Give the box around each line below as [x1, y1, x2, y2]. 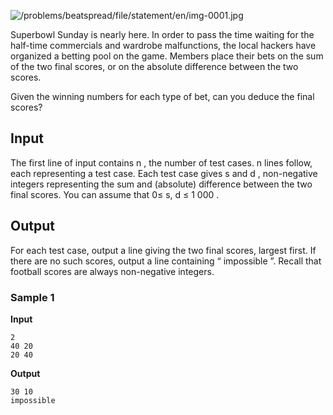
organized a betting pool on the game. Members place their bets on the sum [10, 50, 324, 62]
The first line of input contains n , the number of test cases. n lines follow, [10, 156, 313, 169]
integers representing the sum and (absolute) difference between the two [10, 178, 313, 190]
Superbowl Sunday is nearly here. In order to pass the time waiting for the [10, 29, 315, 40]
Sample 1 [10, 290, 55, 304]
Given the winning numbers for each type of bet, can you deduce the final [10, 91, 315, 102]
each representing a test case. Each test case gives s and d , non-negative [10, 167, 318, 179]
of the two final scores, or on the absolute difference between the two [10, 61, 299, 72]
